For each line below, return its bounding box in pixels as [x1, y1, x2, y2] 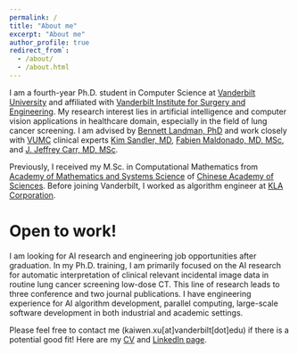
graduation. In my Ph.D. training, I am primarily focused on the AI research [9, 259, 281, 270]
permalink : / [9, 12, 58, 22]
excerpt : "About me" [9, 29, 87, 38]
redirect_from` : [9, 46, 70, 55]
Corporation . [9, 189, 56, 201]
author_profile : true [9, 37, 90, 47]
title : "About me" [9, 21, 78, 30]
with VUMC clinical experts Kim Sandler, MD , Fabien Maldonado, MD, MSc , [9, 135, 285, 145]
